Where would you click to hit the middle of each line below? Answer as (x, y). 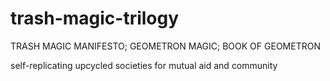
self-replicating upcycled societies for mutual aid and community (144, 65)
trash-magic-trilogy (95, 18)
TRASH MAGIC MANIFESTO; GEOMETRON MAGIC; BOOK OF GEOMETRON (165, 46)
